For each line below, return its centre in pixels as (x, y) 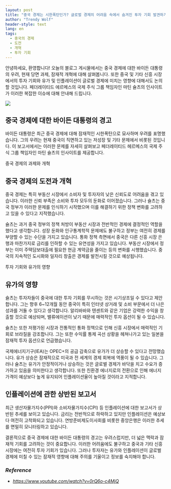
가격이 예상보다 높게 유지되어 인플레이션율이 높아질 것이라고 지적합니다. (76, 376)
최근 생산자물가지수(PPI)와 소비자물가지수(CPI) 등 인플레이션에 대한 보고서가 (81, 407)
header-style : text (26, 24)
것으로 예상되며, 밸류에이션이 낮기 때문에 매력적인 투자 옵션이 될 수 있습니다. (90, 317)
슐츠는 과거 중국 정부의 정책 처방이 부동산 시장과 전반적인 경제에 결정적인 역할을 (84, 224)
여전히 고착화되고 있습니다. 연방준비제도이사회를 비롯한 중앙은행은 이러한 (83, 420)
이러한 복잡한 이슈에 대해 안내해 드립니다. (51, 93)
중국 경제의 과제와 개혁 (28, 164)
